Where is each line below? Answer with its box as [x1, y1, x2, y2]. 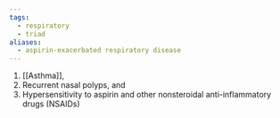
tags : [9, 12, 29, 22]
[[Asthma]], [21, 70, 65, 81]
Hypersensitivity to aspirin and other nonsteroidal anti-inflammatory [21, 90, 272, 100]
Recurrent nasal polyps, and [21, 80, 127, 90]
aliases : [9, 37, 42, 47]
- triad [17, 29, 46, 38]
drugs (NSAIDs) [21, 98, 80, 109]
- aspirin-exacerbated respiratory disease [17, 46, 181, 55]
